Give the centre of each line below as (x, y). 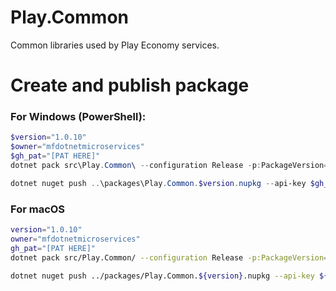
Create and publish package (130, 85)
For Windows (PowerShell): (78, 117)
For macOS (38, 209)
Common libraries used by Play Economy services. (115, 45)
